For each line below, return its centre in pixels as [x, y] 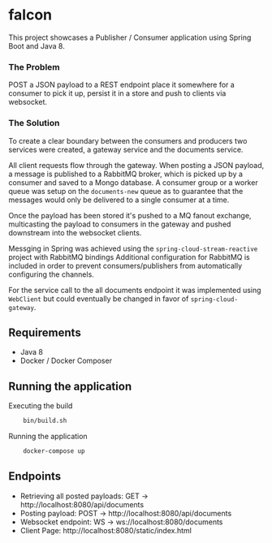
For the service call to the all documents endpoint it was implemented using [135, 290]
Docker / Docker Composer [66, 361]
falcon [30, 15]
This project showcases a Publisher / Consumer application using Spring [130, 37]
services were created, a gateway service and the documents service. [126, 149]
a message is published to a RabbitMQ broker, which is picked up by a [126, 174]
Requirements [45, 332]
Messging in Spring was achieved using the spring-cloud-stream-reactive [133, 248]
